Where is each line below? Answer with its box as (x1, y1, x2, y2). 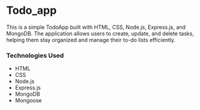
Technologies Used (6, 51, 64, 60)
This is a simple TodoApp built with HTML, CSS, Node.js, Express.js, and (6, 23, 186, 31)
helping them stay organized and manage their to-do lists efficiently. (6, 36, 176, 43)
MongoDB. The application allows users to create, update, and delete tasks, (6, 29, 195, 37)
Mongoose (14, 97, 42, 104)
